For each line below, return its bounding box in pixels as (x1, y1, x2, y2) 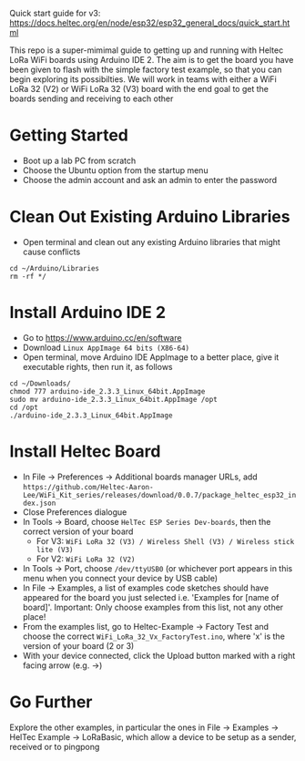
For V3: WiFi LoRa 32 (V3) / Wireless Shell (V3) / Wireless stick (36, 535, 295, 546)
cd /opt (9, 403, 39, 412)
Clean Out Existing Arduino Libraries (9, 207, 290, 227)
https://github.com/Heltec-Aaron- (22, 482, 154, 491)
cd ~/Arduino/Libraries (9, 263, 100, 273)
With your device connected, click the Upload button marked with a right (22, 650, 296, 661)
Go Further (9, 692, 93, 712)
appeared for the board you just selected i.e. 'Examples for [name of (22, 591, 280, 602)
